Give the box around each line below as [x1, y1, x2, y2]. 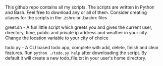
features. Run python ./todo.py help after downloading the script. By [5, 50, 147, 56]
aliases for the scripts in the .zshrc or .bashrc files [5, 15, 108, 20]
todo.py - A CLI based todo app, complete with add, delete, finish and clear [5, 45, 159, 50]
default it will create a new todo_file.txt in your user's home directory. [5, 55, 147, 61]
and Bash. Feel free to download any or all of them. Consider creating [5, 9, 147, 15]
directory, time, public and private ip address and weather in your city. [5, 30, 149, 35]
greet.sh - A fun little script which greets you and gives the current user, [5, 24, 153, 30]
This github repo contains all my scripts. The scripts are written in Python [5, 4, 155, 10]
